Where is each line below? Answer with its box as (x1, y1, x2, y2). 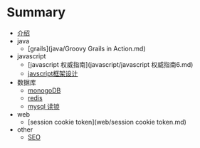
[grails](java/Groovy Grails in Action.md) (27, 44, 147, 53)
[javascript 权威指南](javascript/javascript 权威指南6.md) (27, 60, 194, 68)
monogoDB (27, 86, 61, 95)
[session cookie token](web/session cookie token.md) (27, 117, 186, 126)
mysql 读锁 (27, 102, 60, 110)
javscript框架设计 (27, 69, 78, 78)
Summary (6, 4, 65, 21)
